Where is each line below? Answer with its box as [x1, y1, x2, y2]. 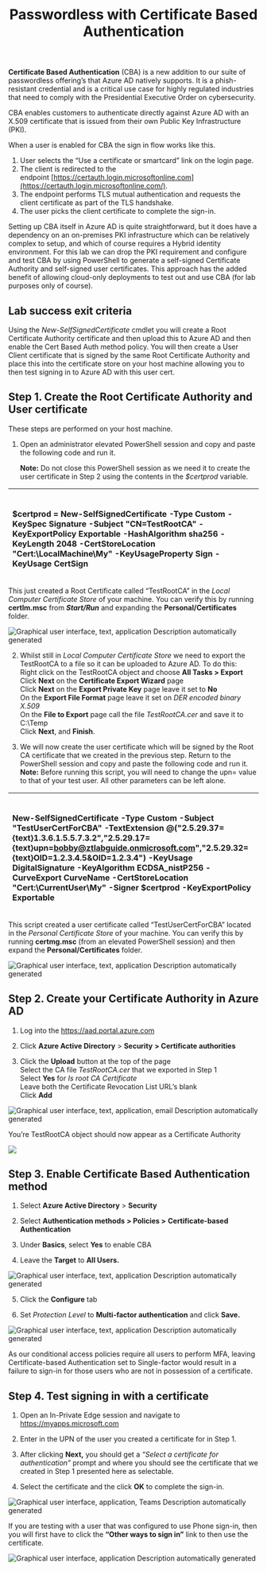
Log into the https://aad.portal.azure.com [19, 1026, 155, 1035]
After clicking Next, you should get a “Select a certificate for [19, 1449, 219, 1460]
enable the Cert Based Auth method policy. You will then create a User [8, 342, 239, 351]
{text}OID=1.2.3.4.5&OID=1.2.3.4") [12, 852, 147, 863]
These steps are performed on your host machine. [8, 424, 173, 433]
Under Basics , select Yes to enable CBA [19, 1240, 153, 1250]
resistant [8, 84, 37, 94]
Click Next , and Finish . [19, 726, 95, 736]
